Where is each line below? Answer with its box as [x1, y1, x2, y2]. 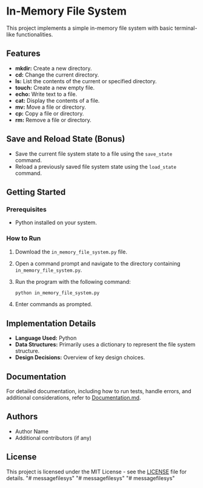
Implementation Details [6, 318, 96, 329]
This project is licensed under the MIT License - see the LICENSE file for [6, 468, 187, 475]
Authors [6, 411, 38, 422]
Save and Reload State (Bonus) [6, 134, 125, 144]
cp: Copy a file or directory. [15, 109, 84, 117]
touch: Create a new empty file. [15, 84, 95, 91]
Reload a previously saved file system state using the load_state [15, 163, 177, 170]
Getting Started [6, 187, 66, 197]
